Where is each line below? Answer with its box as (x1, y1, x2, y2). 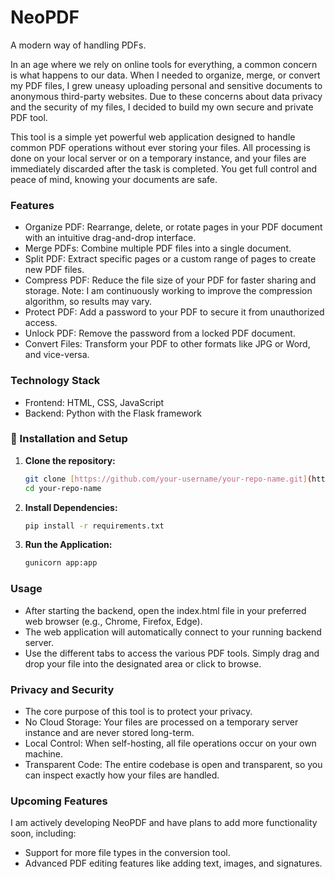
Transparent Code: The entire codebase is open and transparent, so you (24, 758, 323, 770)
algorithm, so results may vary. (24, 296, 153, 308)
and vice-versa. (24, 349, 90, 361)
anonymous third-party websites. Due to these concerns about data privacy (10, 90, 323, 102)
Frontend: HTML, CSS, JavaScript (24, 396, 165, 408)
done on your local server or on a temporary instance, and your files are (10, 152, 307, 164)
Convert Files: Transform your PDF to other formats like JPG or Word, (24, 338, 311, 350)
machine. (24, 747, 64, 760)
